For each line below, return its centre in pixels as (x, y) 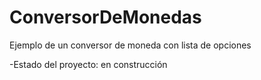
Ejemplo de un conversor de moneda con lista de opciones (130, 45)
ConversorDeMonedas (105, 17)
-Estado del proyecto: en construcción (88, 64)
